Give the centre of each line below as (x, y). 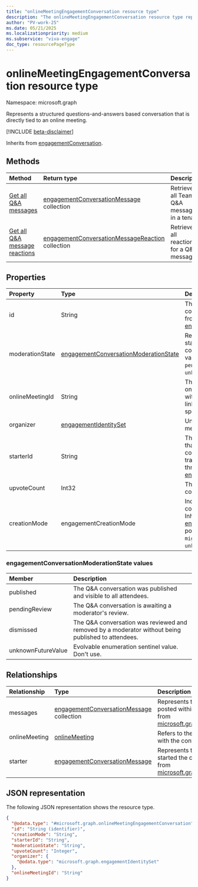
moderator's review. (101, 612)
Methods (23, 162)
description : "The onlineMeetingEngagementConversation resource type (95, 17)
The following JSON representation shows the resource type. (80, 807)
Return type (60, 178)
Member (21, 578)
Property (22, 294)
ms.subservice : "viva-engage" (43, 39)
